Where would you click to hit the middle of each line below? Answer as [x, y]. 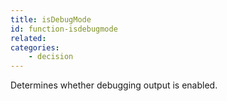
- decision [51, 57]
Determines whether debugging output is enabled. [114, 85]
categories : [35, 47]
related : [28, 38]
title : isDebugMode [51, 19]
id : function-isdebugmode [64, 29]
